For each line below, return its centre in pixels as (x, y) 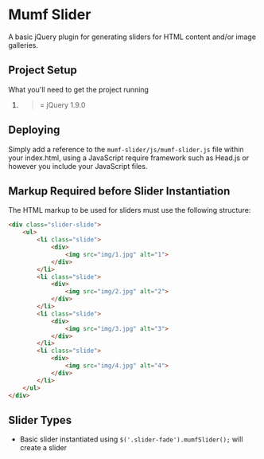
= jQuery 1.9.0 (62, 104)
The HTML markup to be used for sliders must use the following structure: (130, 210)
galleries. (23, 45)
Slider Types (40, 420)
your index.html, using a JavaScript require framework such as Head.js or (128, 158)
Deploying (34, 130)
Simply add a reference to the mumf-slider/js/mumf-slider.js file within (126, 149)
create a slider (43, 448)
